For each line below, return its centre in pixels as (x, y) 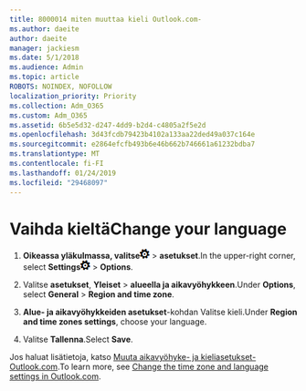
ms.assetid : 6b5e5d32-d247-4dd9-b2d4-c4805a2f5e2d (108, 125)
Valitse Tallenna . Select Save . (78, 340)
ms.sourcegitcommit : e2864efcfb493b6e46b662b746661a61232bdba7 (132, 144)
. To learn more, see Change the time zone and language (164, 367)
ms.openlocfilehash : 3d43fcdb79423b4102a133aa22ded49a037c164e (132, 135)
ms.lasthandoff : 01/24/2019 (63, 173)
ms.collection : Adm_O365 (57, 106)
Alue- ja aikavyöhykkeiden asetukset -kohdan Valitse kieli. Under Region (160, 312)
